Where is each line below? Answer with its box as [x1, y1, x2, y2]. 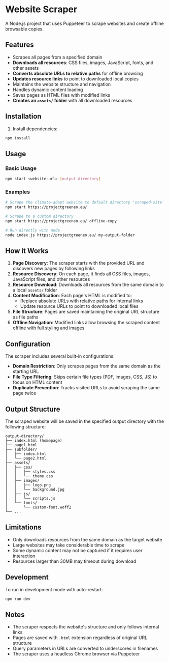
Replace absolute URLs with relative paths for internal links [20, 298, 143, 304]
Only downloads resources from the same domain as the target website [12, 536, 162, 542]
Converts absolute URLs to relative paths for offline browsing [12, 70, 143, 76]
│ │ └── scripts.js [5, 496, 56, 501]
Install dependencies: [12, 126, 58, 132]
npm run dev [5, 596, 30, 601]
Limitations [5, 523, 42, 532]
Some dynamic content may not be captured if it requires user [12, 547, 143, 553]
